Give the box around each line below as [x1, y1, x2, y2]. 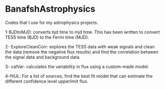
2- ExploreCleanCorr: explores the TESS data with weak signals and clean [5, 44, 155, 49]
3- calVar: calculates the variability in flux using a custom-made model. [5, 64, 149, 69]
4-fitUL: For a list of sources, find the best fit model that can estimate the [5, 73, 153, 79]
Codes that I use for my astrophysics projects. [5, 20, 98, 25]
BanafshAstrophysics [5, 3, 96, 15]
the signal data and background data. [5, 54, 81, 60]
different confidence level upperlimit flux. [5, 78, 88, 84]
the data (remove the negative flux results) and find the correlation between [5, 49, 159, 55]
